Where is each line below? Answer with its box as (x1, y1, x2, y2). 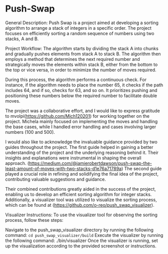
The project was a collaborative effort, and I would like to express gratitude (5, 108, 160, 114)
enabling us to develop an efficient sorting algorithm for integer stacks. (5, 191, 152, 197)
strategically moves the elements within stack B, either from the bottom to (5, 61, 158, 67)
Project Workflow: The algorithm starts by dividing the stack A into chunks (5, 45, 159, 51)
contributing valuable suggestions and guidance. (5, 176, 106, 182)
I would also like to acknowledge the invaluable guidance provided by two (5, 139, 158, 145)
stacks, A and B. (5, 36, 39, 42)
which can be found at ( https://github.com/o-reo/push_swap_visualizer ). (5, 202, 154, 208)
